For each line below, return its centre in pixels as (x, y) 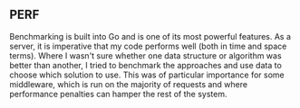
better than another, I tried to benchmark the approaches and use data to (146, 65)
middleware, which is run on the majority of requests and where (128, 84)
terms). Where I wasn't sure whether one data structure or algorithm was (146, 55)
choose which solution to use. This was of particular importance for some (147, 75)
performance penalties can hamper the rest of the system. (118, 94)
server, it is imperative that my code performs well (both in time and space (148, 46)
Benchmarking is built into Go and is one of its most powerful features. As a (150, 36)
